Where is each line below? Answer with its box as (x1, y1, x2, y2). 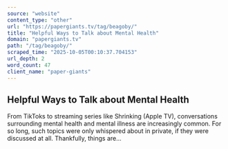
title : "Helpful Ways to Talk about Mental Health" (7, 29, 159, 37)
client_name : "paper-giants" (7, 68, 91, 75)
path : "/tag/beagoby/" (7, 42, 73, 49)
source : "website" (7, 10, 60, 17)
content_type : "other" (7, 17, 73, 24)
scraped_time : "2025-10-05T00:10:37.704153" (7, 49, 137, 56)
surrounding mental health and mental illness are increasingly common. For (7, 119, 222, 128)
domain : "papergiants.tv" (7, 36, 82, 43)
